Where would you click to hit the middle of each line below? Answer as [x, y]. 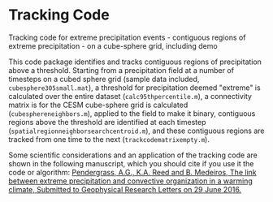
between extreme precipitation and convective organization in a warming [131, 181]
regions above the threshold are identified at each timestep [107, 122]
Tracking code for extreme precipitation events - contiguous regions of [127, 37]
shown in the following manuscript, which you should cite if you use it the [131, 163]
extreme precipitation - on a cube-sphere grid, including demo [113, 45]
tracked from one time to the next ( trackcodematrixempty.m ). [109, 139]
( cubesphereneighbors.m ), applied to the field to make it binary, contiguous [132, 113]
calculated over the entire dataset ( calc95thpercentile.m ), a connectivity [130, 96]
